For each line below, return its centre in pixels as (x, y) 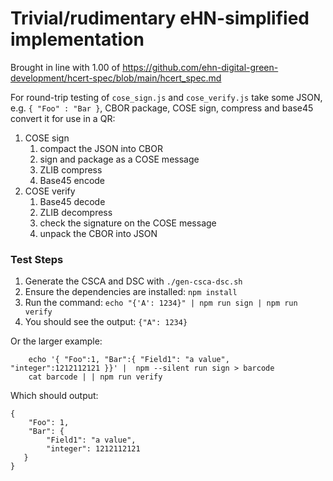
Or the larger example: (56, 341)
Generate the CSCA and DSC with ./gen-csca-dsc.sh (133, 281)
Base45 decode (72, 201)
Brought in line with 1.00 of (65, 67)
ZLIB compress (71, 169)
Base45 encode (72, 180)
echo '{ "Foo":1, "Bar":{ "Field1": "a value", (129, 360)
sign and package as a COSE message (119, 159)
